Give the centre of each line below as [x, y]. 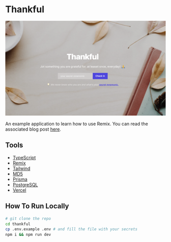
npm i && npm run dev [28, 235]
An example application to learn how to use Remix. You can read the [77, 124]
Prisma [20, 179]
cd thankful [18, 224]
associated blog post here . [33, 129]
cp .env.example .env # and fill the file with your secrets [72, 229]
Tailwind [21, 168]
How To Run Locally [37, 206]
